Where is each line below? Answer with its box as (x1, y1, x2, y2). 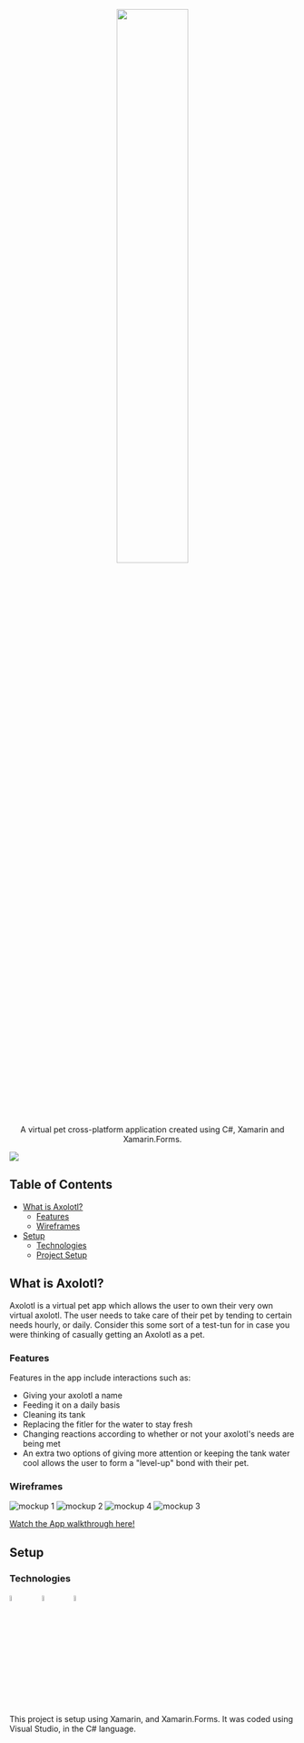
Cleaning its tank (22, 1409, 86, 1419)
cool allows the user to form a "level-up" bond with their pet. (22, 1457, 250, 1468)
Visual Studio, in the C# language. (9, 1723, 136, 1735)
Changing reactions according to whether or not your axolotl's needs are (22, 1428, 295, 1439)
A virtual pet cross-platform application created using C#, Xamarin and (20, 1124, 285, 1135)
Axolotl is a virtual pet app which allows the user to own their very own (9, 1300, 274, 1310)
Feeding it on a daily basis (22, 1399, 121, 1410)
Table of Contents (9, 1177, 113, 1192)
